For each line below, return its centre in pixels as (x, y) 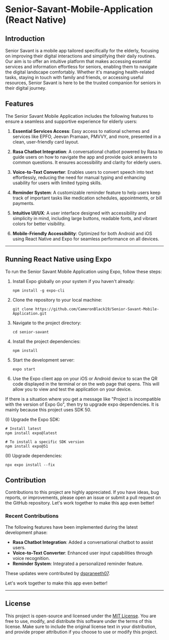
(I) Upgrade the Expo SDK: (33, 419)
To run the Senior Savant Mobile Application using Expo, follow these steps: (83, 271)
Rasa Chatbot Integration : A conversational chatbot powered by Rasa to (88, 152)
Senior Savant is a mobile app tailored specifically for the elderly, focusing (82, 51)
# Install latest (23, 429)
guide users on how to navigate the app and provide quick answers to (85, 157)
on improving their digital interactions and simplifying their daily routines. (81, 56)
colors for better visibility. (39, 224)
